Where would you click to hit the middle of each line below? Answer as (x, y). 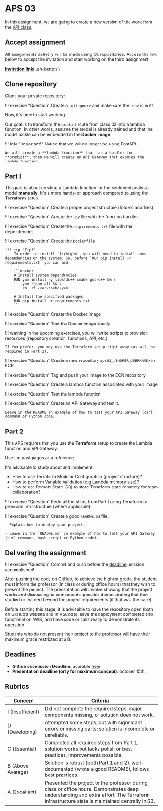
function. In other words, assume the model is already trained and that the (79, 129)
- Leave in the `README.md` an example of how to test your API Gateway (80, 534)
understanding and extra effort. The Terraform (97, 795)
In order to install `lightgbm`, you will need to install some (80, 254)
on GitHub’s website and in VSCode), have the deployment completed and (79, 614)
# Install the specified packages (49, 297)
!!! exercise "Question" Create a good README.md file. (57, 516)
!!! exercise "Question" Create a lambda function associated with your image (81, 384)
